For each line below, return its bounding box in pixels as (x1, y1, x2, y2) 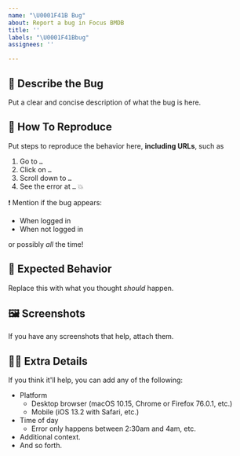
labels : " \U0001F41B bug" (8, 33, 89, 42)
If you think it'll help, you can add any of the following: (8, 375, 183, 385)
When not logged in (19, 224, 84, 234)
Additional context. (19, 432, 81, 442)
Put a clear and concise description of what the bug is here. (8, 97, 202, 107)
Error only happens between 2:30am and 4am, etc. (31, 424, 196, 433)
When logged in (19, 215, 71, 225)
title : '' (8, 26, 41, 34)
